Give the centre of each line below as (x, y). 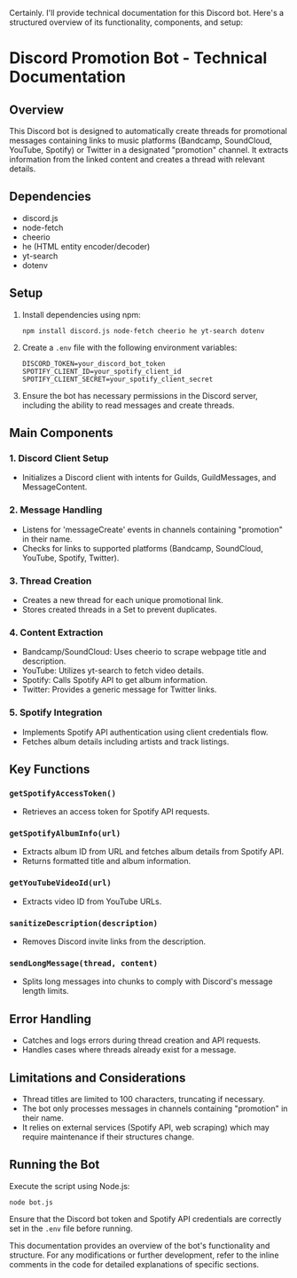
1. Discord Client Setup (59, 458)
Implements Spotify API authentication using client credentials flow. (145, 732)
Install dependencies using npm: (82, 314)
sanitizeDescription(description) (83, 923)
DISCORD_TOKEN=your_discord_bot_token (94, 363)
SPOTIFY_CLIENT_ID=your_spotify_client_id (102, 371)
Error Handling (50, 1019)
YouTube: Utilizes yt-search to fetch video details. (113, 671)
